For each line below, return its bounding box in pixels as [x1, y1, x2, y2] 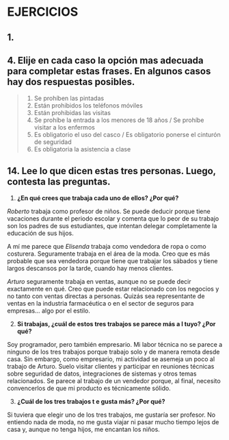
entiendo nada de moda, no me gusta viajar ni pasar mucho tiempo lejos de [7, 418, 219, 426]
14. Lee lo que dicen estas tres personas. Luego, [7, 165, 217, 177]
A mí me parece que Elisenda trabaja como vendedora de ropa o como [7, 243, 206, 251]
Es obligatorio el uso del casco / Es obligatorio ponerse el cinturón [33, 131, 221, 139]
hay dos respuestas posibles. [7, 76, 135, 88]
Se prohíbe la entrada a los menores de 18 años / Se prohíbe [33, 116, 204, 124]
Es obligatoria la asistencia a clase [33, 145, 131, 154]
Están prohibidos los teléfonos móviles [33, 101, 144, 110]
